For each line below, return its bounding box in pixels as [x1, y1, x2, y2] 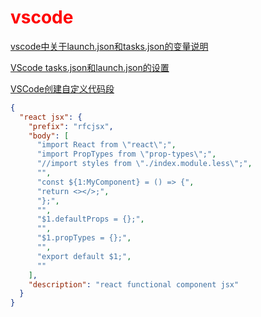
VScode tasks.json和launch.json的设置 [10, 61, 170, 73]
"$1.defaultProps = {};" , [36, 214, 145, 225]
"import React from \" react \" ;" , [36, 140, 177, 150]
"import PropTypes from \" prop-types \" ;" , [36, 149, 217, 160]
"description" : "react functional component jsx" [28, 279, 240, 290]
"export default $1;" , [36, 251, 132, 261]
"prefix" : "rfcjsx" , [28, 121, 114, 131]
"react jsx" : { [19, 112, 83, 122]
